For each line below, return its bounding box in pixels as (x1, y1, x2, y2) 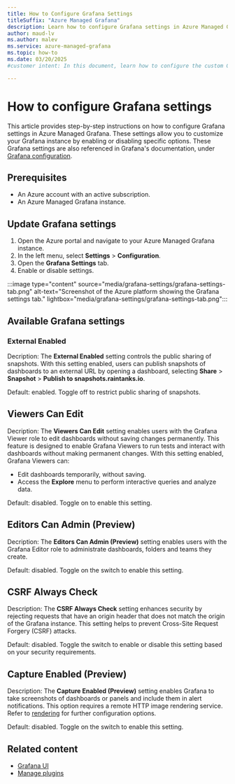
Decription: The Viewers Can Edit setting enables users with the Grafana (7, 426, 218, 435)
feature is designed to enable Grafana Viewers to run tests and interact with (7, 442, 225, 450)
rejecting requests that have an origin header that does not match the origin (7, 612, 225, 620)
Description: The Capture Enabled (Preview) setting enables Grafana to (7, 687, 215, 695)
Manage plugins (17, 769, 64, 777)
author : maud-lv (7, 29, 55, 37)
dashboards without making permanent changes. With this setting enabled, (7, 449, 224, 457)
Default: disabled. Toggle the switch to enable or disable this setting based (7, 640, 222, 649)
